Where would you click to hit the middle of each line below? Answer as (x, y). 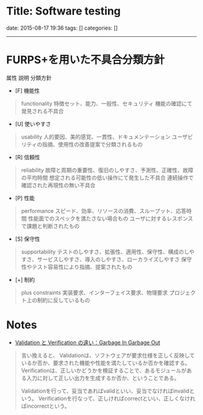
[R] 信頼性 (27, 157)
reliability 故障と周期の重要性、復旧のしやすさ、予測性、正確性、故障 (107, 170)
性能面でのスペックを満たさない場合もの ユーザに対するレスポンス (111, 218)
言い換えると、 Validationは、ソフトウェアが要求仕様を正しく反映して (108, 355)
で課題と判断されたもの (50, 226)
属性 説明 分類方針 (29, 77)
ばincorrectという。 (46, 406)
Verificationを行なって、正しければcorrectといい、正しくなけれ (117, 398)
